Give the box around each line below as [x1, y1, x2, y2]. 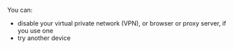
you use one [17, 27, 54, 35]
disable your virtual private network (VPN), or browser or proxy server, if [17, 19, 227, 27]
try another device [17, 34, 71, 42]
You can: [7, 6, 33, 14]
